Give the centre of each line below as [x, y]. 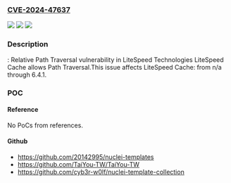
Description [28, 44]
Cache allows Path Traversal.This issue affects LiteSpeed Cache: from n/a [114, 67]
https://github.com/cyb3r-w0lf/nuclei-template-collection [101, 172]
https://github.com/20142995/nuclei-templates [86, 157]
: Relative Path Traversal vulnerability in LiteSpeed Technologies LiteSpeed [115, 59]
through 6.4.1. [27, 75]
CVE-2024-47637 [39, 10]
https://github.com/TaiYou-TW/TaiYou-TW [78, 164]
